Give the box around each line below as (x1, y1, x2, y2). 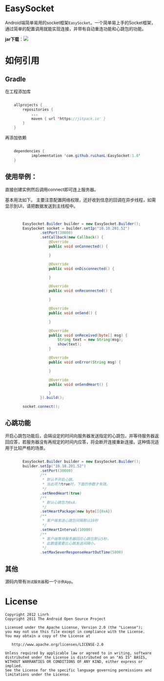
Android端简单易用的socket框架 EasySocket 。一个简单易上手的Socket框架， (5, 20, 156, 25)
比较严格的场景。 (13, 445, 48, 451)
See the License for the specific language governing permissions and (5, 668, 152, 673)
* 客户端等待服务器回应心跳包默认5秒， (42, 536, 111, 541)
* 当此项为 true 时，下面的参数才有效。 (42, 482, 110, 487)
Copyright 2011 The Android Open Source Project (5, 616, 106, 621)
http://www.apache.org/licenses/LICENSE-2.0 (11, 642, 104, 647)
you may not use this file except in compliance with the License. (5, 629, 145, 634)
